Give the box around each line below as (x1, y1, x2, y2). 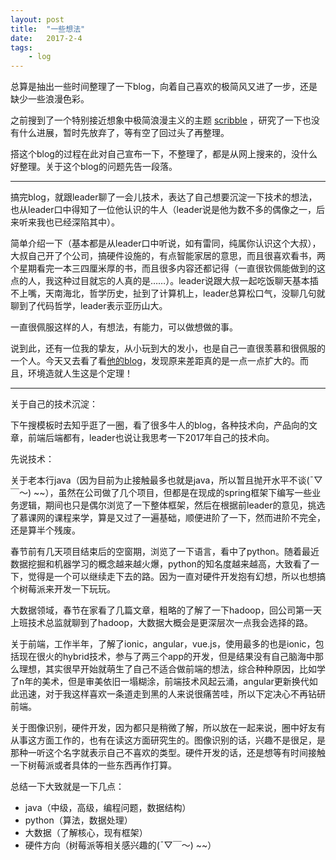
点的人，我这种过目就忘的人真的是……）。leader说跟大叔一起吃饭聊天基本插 (10, 275, 319, 287)
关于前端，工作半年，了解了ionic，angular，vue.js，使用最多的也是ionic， (10, 638, 316, 650)
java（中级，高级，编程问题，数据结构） (24, 802, 192, 814)
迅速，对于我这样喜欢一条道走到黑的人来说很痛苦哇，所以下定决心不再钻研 (18, 688, 326, 700)
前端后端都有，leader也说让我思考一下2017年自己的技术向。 (27, 432, 275, 444)
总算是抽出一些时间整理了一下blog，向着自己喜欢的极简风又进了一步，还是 (10, 81, 318, 93)
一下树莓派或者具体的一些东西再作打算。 (10, 759, 177, 771)
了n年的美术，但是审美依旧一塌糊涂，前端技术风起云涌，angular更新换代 (10, 676, 310, 688)
